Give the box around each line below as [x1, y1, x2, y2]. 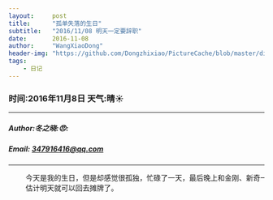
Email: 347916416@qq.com [8, 144, 104, 154]
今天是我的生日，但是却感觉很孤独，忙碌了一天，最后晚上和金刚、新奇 [25, 173, 261, 183]
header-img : [8, 49, 49, 57]
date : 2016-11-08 [8, 34, 89, 43]
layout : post [8, 11, 67, 20]
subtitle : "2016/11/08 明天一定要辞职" [8, 27, 142, 35]
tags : [8, 57, 27, 66]
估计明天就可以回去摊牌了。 [25, 184, 119, 193]
